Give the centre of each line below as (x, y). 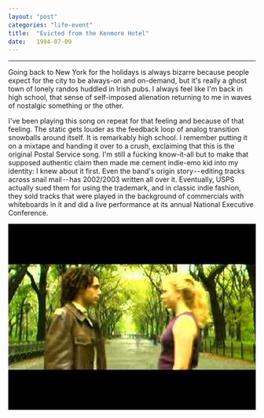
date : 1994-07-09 (40, 42)
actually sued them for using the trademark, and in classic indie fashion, (125, 188)
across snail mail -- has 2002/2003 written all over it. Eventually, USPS (121, 179)
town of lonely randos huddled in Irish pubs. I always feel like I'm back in (126, 89)
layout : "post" (33, 17)
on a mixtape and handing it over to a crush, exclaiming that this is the (121, 146)
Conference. (28, 213)
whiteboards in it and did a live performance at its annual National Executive (131, 205)
